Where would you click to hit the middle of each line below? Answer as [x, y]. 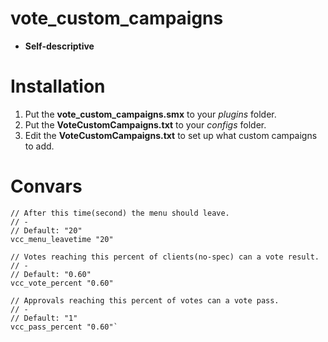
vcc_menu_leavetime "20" [62, 239]
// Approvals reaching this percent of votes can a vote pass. [145, 300]
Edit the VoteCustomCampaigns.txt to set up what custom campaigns [171, 135]
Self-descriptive [59, 46]
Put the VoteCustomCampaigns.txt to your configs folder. [145, 124]
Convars [46, 186]
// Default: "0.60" [51, 274]
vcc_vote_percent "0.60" [62, 283]
